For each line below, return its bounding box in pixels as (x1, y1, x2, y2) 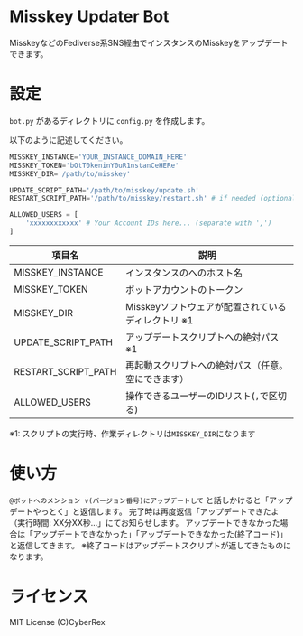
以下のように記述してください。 (9, 134, 128, 145)
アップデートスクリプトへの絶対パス (125, 331, 280, 343)
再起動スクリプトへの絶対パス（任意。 (125, 359, 289, 371)
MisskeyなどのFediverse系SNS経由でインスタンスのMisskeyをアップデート (9, 37, 289, 48)
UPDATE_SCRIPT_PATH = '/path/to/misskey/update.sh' (9, 185, 200, 195)
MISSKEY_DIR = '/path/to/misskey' (9, 169, 131, 178)
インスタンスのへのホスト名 (125, 267, 243, 279)
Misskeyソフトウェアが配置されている (125, 300, 287, 313)
